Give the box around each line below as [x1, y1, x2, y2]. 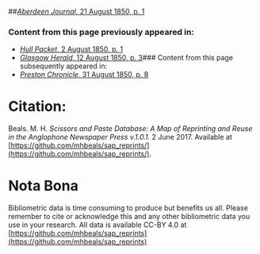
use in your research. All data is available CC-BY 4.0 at [8, 220, 187, 229]
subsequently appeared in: [19, 61, 108, 71]
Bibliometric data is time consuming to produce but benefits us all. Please [8, 203, 248, 213]
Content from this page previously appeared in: [8, 26, 194, 37]
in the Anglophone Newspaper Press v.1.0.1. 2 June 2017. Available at [8, 133, 232, 142]
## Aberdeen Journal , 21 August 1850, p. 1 [8, 7, 145, 16]
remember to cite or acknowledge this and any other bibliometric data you [8, 212, 250, 221]
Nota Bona [8, 177, 79, 195]
